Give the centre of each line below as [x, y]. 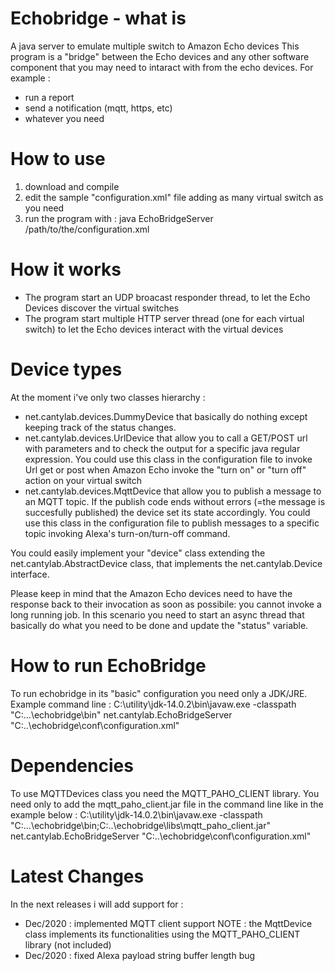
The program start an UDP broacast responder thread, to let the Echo [167, 297]
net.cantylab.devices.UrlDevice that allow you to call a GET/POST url [166, 438]
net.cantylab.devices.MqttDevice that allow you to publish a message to [173, 491]
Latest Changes [77, 876]
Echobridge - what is [98, 18]
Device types [66, 369]
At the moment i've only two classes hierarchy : [108, 397]
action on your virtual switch [83, 480]
